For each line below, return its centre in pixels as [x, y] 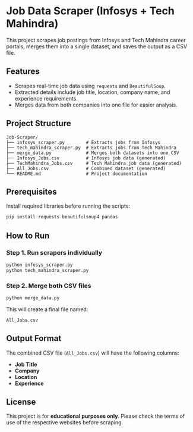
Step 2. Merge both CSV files [49, 286]
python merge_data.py [33, 298]
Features [23, 72]
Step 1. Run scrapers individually [54, 252]
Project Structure [39, 123]
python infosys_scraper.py [39, 265]
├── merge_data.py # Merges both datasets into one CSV [93, 153]
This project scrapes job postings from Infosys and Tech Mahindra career [96, 40]
